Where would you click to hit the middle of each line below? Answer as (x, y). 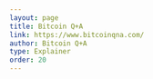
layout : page (34, 18)
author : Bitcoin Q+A (49, 43)
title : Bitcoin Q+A (46, 26)
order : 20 (28, 60)
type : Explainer (40, 52)
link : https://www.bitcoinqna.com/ (77, 35)
